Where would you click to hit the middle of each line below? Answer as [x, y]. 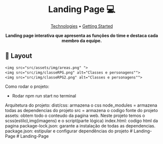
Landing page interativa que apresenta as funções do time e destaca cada [82, 35]
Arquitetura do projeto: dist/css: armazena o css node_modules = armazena [81, 105]
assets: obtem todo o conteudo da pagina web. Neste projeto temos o [75, 115]
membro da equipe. [82, 40]
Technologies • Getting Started [82, 26]
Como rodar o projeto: [27, 86]
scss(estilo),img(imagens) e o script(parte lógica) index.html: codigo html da [81, 120]
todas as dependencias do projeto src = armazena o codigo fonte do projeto [81, 110]
